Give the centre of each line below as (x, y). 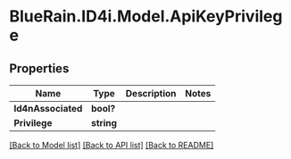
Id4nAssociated (48, 109)
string (104, 123)
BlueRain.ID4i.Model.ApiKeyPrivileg (146, 17)
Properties (39, 68)
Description (151, 93)
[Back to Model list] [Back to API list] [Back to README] (112, 145)
